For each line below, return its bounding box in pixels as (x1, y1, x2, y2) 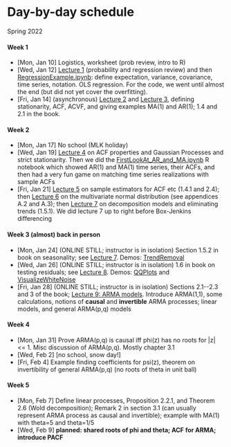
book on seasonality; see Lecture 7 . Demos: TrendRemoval (17, 253, 185, 262)
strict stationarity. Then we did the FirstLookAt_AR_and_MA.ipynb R (17, 156, 210, 164)
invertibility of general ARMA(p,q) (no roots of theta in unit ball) (17, 365, 197, 374)
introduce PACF (17, 433, 64, 441)
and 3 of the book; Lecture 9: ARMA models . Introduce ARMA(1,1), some (17, 290, 223, 298)
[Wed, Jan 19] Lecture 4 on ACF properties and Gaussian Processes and (17, 148, 224, 156)
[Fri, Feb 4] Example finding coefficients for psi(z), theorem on (17, 358, 196, 366)
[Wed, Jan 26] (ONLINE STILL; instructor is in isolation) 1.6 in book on (17, 260, 216, 268)
